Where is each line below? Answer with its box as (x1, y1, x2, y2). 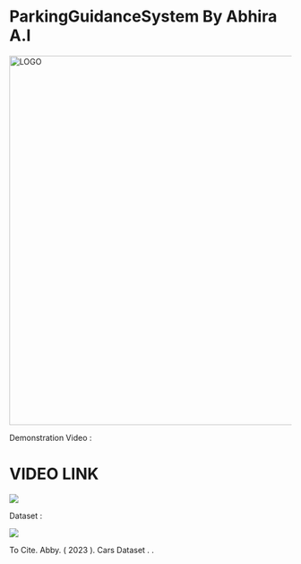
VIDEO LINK (9, 464, 99, 484)
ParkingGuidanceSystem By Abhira (9, 6, 278, 27)
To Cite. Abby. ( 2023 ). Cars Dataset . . (9, 544, 155, 555)
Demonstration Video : (9, 432, 92, 443)
